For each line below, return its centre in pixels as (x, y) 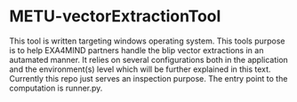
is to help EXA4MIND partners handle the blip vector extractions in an (136, 50)
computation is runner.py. (56, 88)
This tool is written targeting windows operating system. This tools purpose (147, 41)
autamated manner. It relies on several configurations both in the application (149, 59)
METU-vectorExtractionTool (115, 16)
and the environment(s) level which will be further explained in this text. (140, 69)
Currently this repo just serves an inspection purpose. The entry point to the (148, 78)
